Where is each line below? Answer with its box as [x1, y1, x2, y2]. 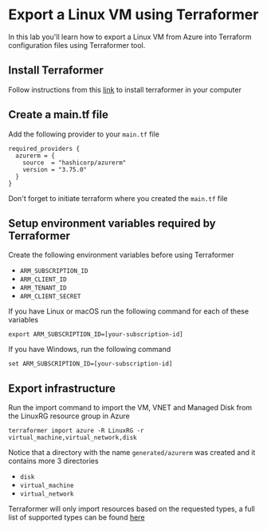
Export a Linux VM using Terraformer [8, 6, 259, 24]
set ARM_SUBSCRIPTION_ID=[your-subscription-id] [8, 360, 173, 368]
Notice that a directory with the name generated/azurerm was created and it [8, 448, 256, 457]
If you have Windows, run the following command [8, 345, 171, 354]
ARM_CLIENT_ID [19, 275, 67, 284]
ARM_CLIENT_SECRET [19, 293, 81, 301]
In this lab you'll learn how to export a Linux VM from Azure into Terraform [8, 32, 252, 42]
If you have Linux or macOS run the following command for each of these [8, 307, 249, 316]
